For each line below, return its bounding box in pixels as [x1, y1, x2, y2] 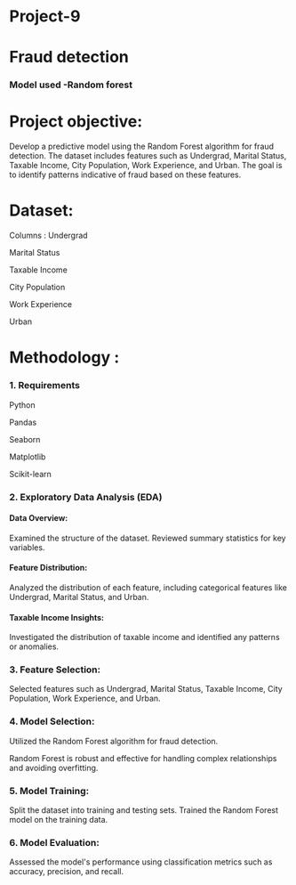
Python [9, 399, 36, 410]
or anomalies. [9, 641, 60, 652]
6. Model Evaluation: [9, 837, 100, 848]
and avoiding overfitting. [9, 762, 99, 773]
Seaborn [9, 434, 41, 444]
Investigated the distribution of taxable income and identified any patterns [9, 632, 280, 643]
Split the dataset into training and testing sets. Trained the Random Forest [9, 805, 278, 816]
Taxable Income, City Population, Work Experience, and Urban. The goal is [9, 160, 283, 171]
